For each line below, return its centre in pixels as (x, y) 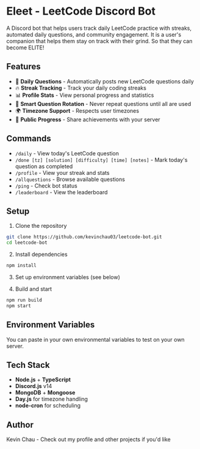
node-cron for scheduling (48, 406)
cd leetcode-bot (27, 243)
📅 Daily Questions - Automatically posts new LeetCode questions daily (104, 81)
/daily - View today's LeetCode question (67, 153)
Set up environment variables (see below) (68, 277)
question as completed (44, 166)
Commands (29, 139)
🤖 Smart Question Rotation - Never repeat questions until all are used (103, 104)
